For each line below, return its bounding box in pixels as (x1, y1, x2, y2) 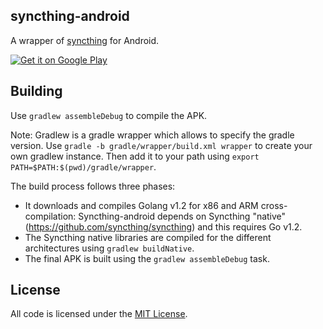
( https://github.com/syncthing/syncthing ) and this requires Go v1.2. (24, 220, 303, 233)
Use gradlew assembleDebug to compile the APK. (10, 109, 208, 121)
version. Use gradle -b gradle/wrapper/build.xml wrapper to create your (10, 139, 313, 151)
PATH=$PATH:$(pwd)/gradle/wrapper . (10, 160, 157, 173)
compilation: (24, 210, 77, 222)
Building (10, 83, 63, 100)
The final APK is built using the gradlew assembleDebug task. (24, 252, 270, 264)
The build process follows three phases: (10, 180, 176, 192)
